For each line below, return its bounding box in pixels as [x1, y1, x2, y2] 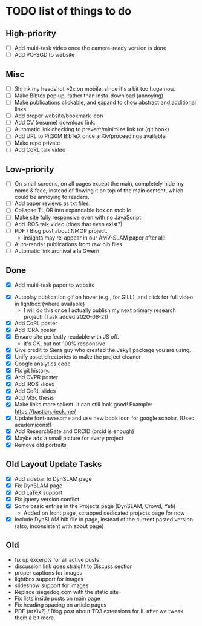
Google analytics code [14, 360, 71, 367]
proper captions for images [14, 569, 83, 576]
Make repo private [14, 139, 60, 146]
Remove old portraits [14, 441, 67, 448]
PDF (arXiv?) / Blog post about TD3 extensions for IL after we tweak [14, 607, 184, 615]
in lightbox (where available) [14, 300, 85, 307]
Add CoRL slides [14, 387, 56, 394]
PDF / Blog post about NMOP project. [14, 227, 108, 234]
